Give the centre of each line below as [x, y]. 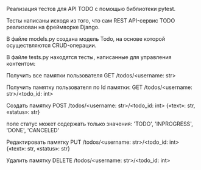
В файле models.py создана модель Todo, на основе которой [86, 39]
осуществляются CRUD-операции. [51, 45]
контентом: [21, 64]
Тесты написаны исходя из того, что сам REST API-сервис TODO [91, 20]
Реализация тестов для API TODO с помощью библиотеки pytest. [91, 9]
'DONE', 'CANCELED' [33, 130]
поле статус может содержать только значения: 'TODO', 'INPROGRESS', [100, 124]
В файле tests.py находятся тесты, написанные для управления [89, 57]
